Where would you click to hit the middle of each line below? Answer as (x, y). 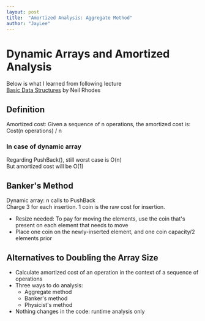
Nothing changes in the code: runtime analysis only (80, 312)
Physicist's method (48, 305)
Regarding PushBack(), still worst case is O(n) (64, 160)
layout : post (23, 12)
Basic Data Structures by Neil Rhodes (54, 90)
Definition (25, 109)
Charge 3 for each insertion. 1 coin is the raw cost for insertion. (86, 207)
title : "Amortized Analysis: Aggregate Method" (69, 18)
